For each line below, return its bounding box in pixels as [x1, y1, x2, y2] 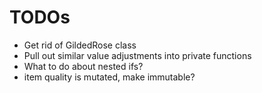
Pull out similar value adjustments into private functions [23, 49, 252, 61]
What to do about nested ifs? [23, 60, 144, 72]
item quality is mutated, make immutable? [23, 71, 196, 83]
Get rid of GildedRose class [23, 39, 137, 51]
